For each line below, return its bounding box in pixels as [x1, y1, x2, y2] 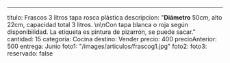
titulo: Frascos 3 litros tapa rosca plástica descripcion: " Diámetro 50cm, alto [7, 14, 222, 21]
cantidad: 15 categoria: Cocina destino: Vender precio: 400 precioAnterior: [7, 35, 217, 43]
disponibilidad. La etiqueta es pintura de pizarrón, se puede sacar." [7, 28, 196, 36]
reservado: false [7, 49, 53, 58]
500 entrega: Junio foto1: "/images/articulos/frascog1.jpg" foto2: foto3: [7, 42, 207, 50]
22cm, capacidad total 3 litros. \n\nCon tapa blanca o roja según [7, 21, 189, 28]
